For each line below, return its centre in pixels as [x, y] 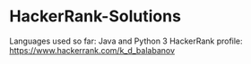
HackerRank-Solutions [95, 16]
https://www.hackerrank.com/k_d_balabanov [92, 50]
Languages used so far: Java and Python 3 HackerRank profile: [126, 41]
